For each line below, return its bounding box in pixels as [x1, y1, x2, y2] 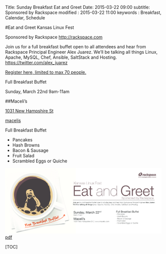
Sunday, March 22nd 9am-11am [5, 89, 70, 94]
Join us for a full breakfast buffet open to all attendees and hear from [5, 44, 146, 49]
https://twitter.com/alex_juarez [5, 60, 68, 65]
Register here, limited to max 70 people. [5, 69, 87, 75]
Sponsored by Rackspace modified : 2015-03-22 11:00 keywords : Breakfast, [5, 9, 162, 15]
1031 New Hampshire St [5, 108, 54, 114]
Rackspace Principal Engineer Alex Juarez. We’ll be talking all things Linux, [5, 49, 158, 55]
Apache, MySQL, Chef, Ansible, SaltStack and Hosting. [5, 54, 117, 60]
